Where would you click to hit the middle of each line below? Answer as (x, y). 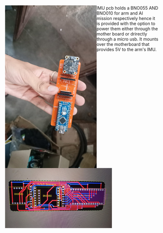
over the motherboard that (123, 44)
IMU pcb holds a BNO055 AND (128, 8)
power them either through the (127, 29)
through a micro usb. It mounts (128, 39)
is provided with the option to (126, 23)
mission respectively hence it (126, 18)
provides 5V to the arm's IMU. (127, 49)
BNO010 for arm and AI (120, 13)
